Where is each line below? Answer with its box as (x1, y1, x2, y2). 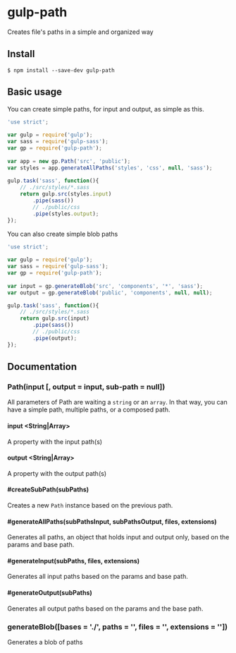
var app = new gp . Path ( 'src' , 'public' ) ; (7, 157, 131, 164)
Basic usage (7, 86, 62, 98)
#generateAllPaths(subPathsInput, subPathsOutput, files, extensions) (7, 517, 217, 526)
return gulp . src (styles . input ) (20, 191, 112, 198)
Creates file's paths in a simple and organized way (7, 28, 154, 36)
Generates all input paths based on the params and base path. (7, 573, 189, 581)
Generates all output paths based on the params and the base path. (7, 604, 204, 613)
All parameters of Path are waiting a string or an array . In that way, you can (7, 398, 228, 407)
